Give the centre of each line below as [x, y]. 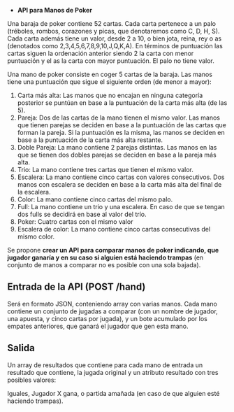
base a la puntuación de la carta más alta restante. [90, 140]
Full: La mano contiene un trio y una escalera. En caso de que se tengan [121, 207]
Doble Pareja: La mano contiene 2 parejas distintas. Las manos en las [117, 147]
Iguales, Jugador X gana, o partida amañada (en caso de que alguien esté [114, 393]
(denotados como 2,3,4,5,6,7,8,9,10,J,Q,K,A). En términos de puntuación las [115, 46]
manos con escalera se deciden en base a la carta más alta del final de [119, 184]
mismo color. [36, 236]
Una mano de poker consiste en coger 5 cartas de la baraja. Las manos [110, 74]
